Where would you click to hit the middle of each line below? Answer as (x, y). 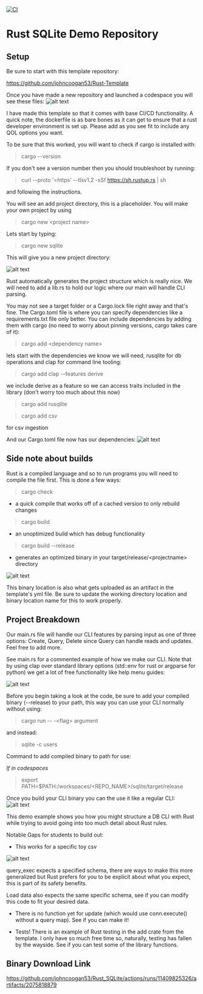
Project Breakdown (43, 620)
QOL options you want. (35, 132)
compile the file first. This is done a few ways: (64, 480)
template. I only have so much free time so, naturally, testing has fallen (103, 938)
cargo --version (41, 156)
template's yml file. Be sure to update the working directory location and (97, 594)
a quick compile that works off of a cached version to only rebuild (97, 503)
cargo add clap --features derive (62, 374)
